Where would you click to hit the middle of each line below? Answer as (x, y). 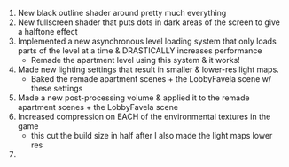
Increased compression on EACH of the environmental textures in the (144, 116)
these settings (57, 88)
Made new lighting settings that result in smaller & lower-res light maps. (148, 69)
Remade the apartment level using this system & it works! (136, 60)
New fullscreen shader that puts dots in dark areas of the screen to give (149, 22)
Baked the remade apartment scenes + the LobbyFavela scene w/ (151, 79)
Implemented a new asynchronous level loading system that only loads (147, 41)
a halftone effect (47, 32)
